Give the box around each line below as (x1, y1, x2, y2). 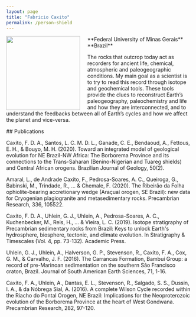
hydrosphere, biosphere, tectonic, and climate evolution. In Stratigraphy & (6, 231, 185, 238)
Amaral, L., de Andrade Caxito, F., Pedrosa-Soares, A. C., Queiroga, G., (6, 176, 179, 183)
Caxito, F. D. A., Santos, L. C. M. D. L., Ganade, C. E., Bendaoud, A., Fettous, (6, 140, 190, 147)
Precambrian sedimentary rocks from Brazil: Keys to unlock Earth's (6, 225, 169, 232)
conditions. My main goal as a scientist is (87, 72, 188, 80)
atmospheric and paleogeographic (87, 66, 171, 73)
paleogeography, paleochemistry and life (87, 98, 187, 105)
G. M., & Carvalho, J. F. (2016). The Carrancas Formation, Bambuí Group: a (6, 255, 188, 263)
